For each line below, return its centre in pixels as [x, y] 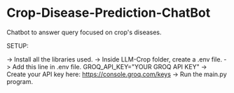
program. [20, 81]
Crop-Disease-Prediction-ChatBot [109, 13]
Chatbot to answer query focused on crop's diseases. [84, 32]
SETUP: [18, 45]
